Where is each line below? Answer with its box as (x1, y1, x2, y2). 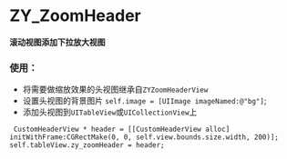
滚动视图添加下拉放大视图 (9, 36, 106, 47)
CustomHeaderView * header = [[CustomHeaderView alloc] (13, 124, 231, 134)
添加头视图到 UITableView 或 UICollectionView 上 (22, 106, 198, 118)
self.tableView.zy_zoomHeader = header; (9, 141, 166, 150)
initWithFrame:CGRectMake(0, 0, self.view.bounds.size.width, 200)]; (9, 133, 280, 142)
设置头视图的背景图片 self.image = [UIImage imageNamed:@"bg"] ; (22, 95, 267, 106)
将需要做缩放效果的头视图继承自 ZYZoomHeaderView (22, 84, 209, 95)
